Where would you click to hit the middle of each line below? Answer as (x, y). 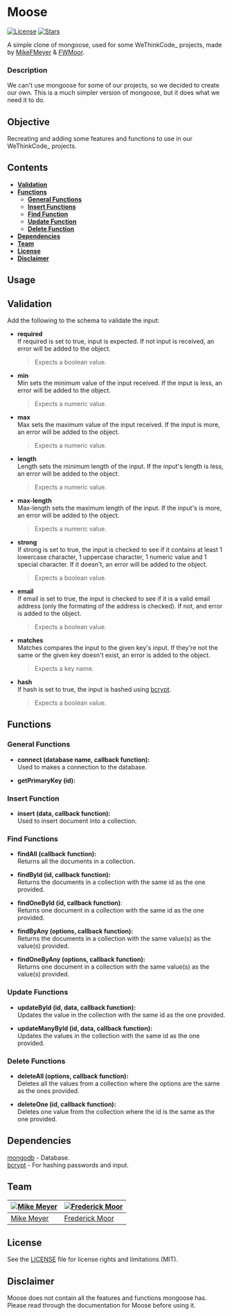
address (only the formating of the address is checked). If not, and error (120, 606)
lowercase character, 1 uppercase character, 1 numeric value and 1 (112, 557)
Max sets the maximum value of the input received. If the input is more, (118, 425)
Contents (28, 168)
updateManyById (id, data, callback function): (85, 1028)
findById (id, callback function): (64, 875)
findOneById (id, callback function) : (70, 903)
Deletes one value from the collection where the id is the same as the (116, 1111)
